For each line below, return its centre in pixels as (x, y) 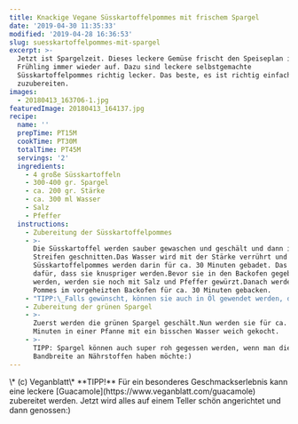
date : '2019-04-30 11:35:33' (63, 26)
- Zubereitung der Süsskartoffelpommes (99, 232)
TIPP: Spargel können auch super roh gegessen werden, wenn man (154, 348)
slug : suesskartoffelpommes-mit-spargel (85, 42)
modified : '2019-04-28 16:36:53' (71, 34)
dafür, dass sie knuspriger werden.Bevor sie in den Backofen (150, 274)
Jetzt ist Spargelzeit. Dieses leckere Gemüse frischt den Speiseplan (150, 59)
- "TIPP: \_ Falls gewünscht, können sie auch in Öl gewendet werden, (154, 299)
